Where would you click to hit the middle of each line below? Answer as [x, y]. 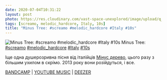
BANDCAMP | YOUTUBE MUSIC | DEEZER [48, 72]
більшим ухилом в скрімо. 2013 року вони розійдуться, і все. [70, 63]
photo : [12, 19]
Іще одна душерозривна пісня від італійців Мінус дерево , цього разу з [80, 57]
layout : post [19, 14]
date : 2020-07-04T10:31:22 [33, 10]
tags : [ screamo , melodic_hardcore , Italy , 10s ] [55, 24]
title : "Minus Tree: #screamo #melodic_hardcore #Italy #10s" [71, 28]
